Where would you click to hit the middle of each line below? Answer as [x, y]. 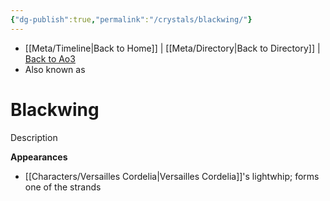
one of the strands [63, 187]
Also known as [55, 69]
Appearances [39, 157]
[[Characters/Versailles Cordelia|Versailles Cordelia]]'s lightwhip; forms [172, 176]
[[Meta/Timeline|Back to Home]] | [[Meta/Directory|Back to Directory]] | [172, 48]
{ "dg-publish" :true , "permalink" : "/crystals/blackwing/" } [131, 19]
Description [34, 137]
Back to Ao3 [50, 58]
